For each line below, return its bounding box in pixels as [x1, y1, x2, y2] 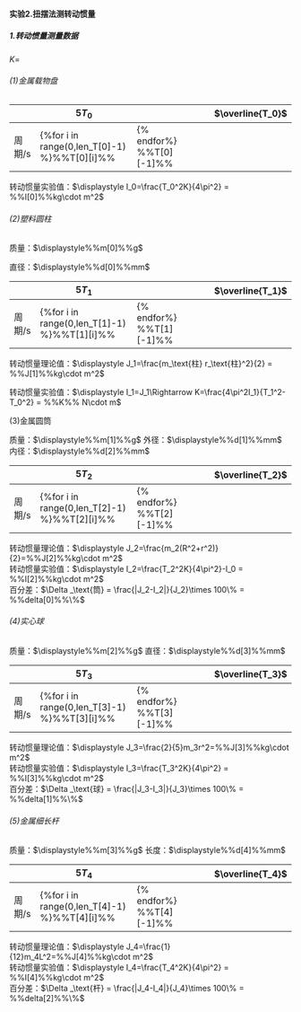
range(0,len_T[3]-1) [39, 700, 127, 713]
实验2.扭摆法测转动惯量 [9, 8, 96, 19]
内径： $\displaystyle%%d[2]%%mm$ [9, 445, 150, 457]
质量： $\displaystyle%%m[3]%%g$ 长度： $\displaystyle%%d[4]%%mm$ [9, 845, 287, 856]
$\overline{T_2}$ [213, 468, 288, 480]
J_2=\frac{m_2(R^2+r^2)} [125, 542, 219, 553]
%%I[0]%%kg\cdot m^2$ [9, 191, 105, 202]
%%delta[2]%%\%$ [9, 993, 85, 1004]
